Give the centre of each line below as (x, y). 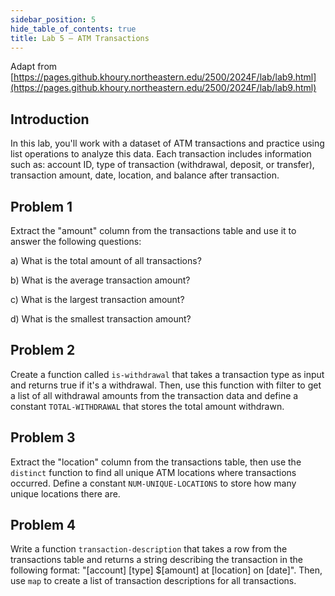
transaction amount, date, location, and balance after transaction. (145, 175)
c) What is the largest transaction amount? (97, 299)
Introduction (50, 119)
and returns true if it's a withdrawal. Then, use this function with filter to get (166, 385)
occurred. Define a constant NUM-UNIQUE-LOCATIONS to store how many (153, 483)
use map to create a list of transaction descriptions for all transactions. (153, 581)
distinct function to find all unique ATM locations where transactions (153, 472)
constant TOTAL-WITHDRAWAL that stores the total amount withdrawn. (147, 406)
